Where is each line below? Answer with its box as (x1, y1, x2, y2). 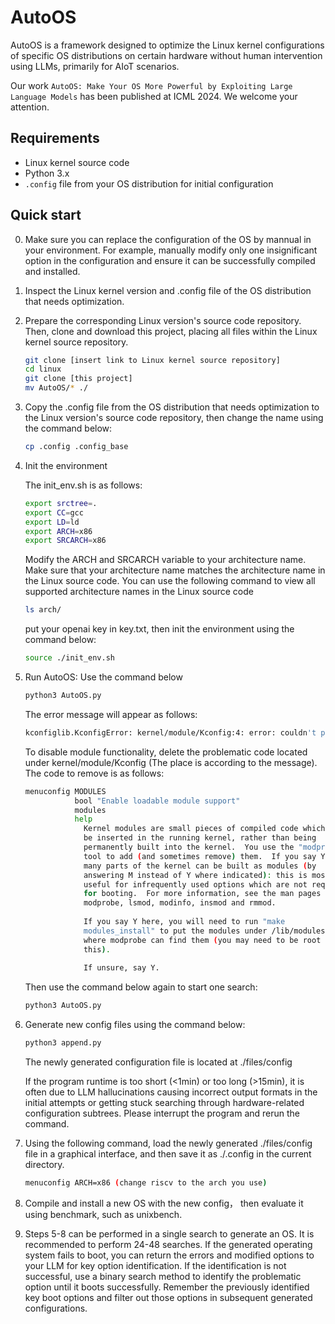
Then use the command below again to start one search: (24, 981, 258, 993)
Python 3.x (24, 167, 70, 179)
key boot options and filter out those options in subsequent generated (24, 1291, 313, 1303)
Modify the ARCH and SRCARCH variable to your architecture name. (24, 554, 307, 566)
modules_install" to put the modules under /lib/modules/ (83, 926, 330, 936)
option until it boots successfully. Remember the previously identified (24, 1281, 310, 1293)
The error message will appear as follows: (24, 708, 198, 720)
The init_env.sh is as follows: (24, 479, 143, 491)
